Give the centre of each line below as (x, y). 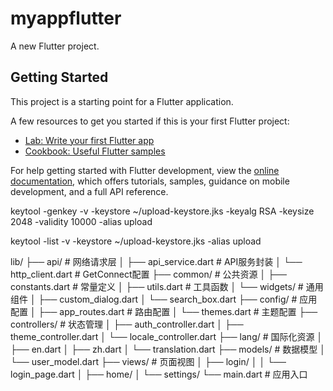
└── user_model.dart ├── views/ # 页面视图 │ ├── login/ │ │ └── (148, 361)
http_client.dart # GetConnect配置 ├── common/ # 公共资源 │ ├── (148, 274)
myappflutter (66, 18)
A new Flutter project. (55, 46)
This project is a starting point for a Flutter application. (122, 101)
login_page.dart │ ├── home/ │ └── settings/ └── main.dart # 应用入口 (159, 374)
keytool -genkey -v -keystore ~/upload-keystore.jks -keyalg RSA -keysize (162, 211)
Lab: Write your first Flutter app (89, 140)
